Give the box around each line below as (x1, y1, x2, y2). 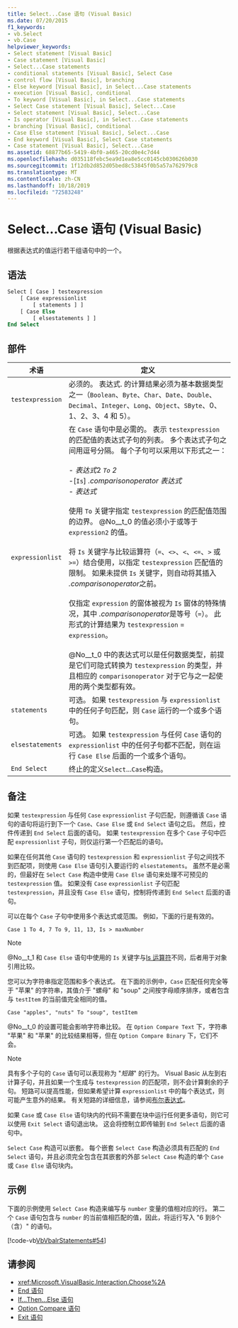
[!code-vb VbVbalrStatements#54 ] (7, 1236, 106, 1244)
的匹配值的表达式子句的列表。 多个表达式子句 (68, 435, 220, 445)
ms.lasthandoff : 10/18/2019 (7, 182, 91, 189)
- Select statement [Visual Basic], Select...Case (7, 109, 160, 116)
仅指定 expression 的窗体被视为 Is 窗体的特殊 (68, 598, 220, 608)
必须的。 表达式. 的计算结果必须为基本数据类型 (68, 379, 224, 389)
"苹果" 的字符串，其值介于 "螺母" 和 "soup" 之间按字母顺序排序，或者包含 (15, 986, 230, 994)
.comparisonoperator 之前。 (68, 579, 161, 589)
